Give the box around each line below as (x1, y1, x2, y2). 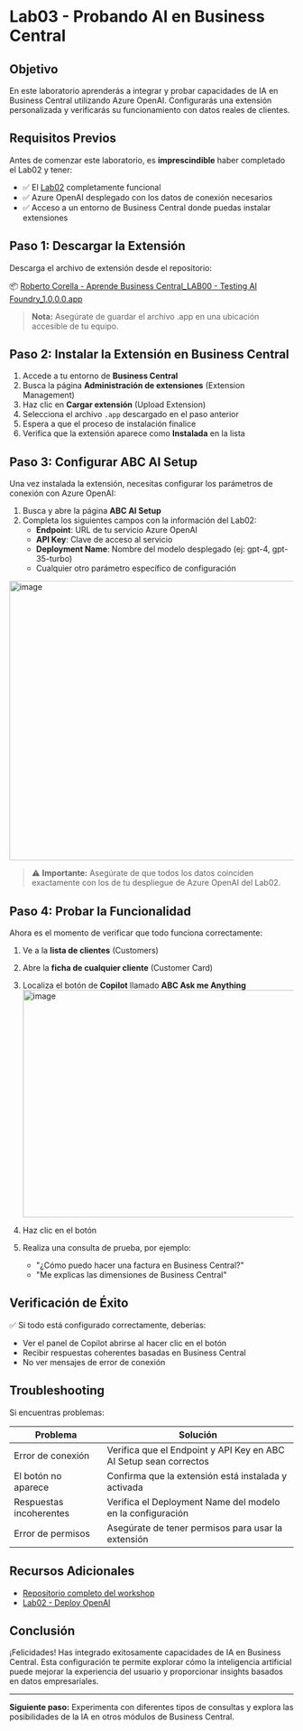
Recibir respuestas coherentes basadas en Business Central (22, 1347, 246, 1358)
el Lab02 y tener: (9, 164, 73, 175)
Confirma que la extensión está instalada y (106, 1469, 287, 1482)
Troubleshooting (9, 1383, 106, 1399)
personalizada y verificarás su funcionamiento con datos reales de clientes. (9, 105, 290, 115)
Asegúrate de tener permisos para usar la (106, 1522, 283, 1534)
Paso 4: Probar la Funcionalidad (9, 903, 191, 918)
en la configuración (106, 1506, 189, 1519)
